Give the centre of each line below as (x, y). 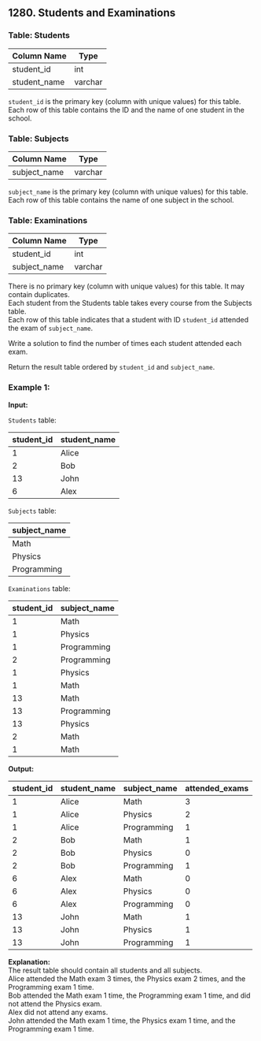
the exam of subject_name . (50, 328)
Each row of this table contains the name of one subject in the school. (121, 199)
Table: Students (39, 35)
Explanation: (29, 961)
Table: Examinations (48, 220)
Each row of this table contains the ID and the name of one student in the (127, 110)
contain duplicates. (39, 295)
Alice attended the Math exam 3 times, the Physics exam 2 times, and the (127, 978)
